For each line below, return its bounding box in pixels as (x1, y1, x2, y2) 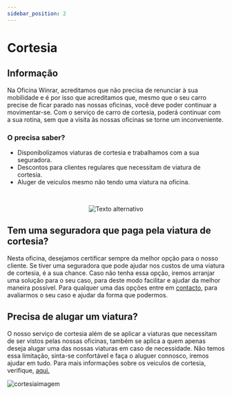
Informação (7, 67, 59, 80)
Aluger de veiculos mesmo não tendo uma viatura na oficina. (17, 177, 190, 186)
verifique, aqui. (7, 366, 50, 374)
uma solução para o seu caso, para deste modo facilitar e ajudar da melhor (7, 276, 221, 284)
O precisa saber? (7, 132, 66, 142)
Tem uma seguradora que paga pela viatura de (7, 225, 211, 236)
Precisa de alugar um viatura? (7, 311, 138, 323)
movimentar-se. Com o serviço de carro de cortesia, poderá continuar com (7, 108, 221, 116)
